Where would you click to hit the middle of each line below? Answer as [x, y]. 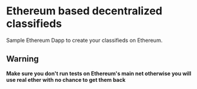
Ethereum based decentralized [84, 11]
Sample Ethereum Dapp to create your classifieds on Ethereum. [84, 40]
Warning [22, 59]
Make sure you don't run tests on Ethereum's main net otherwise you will [99, 73]
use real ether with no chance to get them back [66, 79]
